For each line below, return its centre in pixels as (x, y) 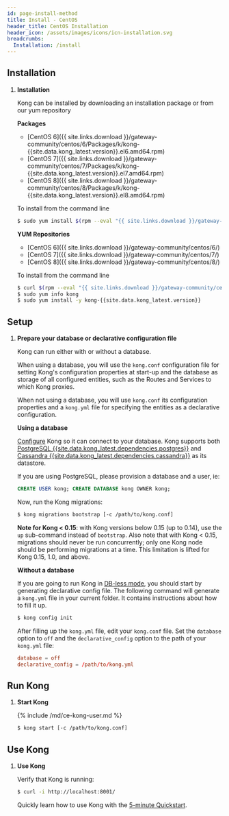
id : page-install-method (42, 13)
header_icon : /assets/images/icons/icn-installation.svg (90, 33)
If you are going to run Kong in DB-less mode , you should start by (109, 583)
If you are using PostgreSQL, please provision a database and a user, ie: (118, 477)
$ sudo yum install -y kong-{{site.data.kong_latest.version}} (109, 300)
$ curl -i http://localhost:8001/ (66, 792)
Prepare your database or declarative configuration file (97, 338)
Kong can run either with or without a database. (84, 352)
